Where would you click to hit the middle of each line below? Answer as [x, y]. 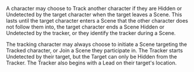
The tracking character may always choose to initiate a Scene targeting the [97, 44]
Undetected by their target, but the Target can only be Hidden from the [92, 57]
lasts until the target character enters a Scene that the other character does [97, 21]
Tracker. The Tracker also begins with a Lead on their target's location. [91, 63]
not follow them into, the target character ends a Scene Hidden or [85, 27]
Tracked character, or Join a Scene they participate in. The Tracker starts [95, 51]
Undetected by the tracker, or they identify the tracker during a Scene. [91, 33]
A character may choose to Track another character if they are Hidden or [94, 8]
